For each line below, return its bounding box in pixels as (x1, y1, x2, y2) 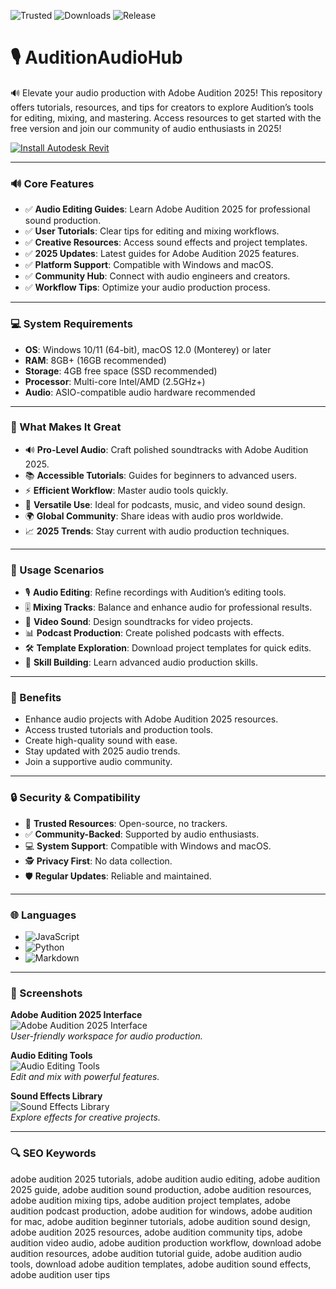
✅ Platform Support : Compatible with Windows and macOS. (24, 259, 274, 271)
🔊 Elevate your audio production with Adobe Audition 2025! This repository (10, 86, 323, 99)
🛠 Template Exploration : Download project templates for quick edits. (24, 642, 312, 654)
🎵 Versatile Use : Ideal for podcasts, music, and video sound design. (24, 498, 306, 510)
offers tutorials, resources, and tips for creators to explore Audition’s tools (10, 101, 314, 113)
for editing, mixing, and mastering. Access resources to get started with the (10, 111, 322, 124)
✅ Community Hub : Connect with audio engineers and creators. (24, 270, 291, 282)
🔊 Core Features (10, 176, 95, 190)
